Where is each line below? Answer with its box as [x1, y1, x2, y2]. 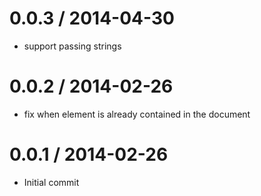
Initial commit [23, 176, 80, 188]
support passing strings [23, 40, 122, 52]
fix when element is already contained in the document [23, 108, 251, 120]
